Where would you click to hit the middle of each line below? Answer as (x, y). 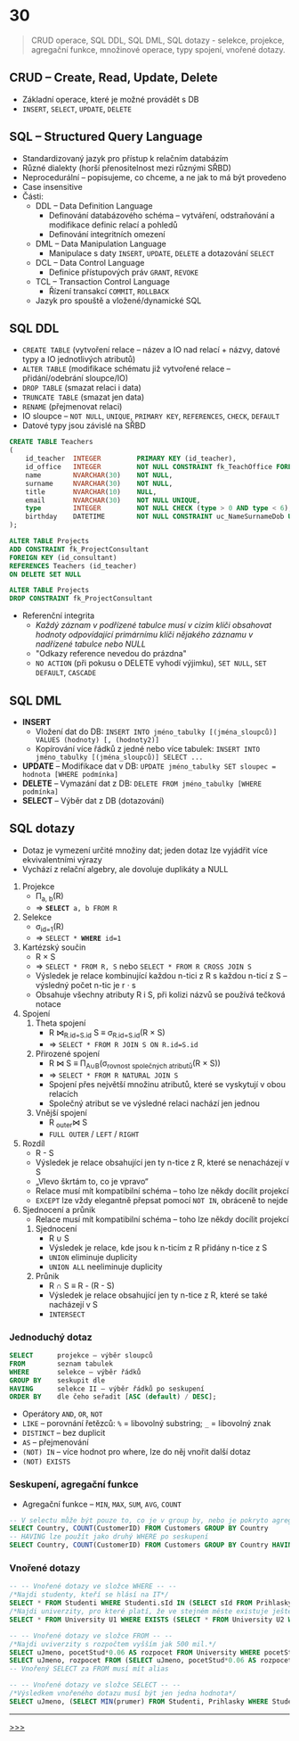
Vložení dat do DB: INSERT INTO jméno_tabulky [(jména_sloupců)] (156, 731)
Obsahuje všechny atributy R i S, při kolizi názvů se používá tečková (160, 994)
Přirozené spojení (68, 1054)
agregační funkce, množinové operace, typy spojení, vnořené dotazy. (158, 49)
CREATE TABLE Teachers (51, 442)
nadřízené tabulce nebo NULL (91, 644)
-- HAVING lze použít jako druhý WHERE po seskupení (109, 1537)
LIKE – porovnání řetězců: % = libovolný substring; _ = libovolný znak (146, 1423)
